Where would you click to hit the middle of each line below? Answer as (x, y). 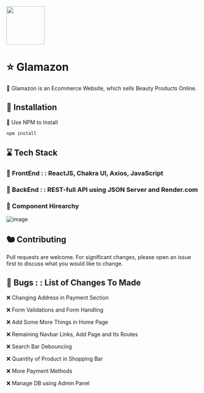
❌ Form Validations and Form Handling (55, 310)
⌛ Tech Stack (32, 153)
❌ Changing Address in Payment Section (57, 297)
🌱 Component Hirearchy (43, 206)
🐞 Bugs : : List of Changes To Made (74, 283)
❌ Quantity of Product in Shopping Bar (55, 358)
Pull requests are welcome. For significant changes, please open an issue (99, 257)
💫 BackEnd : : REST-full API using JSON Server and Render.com (102, 189)
